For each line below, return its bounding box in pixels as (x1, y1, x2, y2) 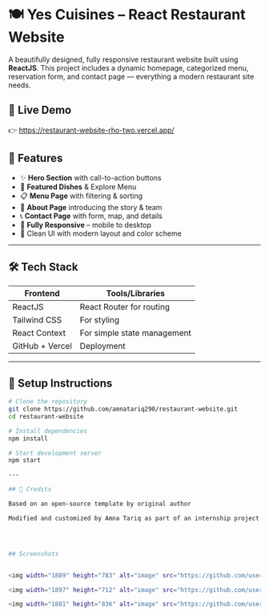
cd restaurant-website (8, 412, 84, 420)
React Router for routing (79, 302, 171, 313)
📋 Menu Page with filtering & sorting (19, 191, 143, 201)
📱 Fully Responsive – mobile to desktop (19, 220, 152, 229)
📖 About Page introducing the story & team (19, 202, 163, 212)
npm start (8, 456, 42, 464)
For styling (79, 314, 120, 326)
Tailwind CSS (12, 314, 62, 326)
